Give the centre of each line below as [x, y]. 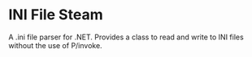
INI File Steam [56, 15]
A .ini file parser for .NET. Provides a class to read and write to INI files [126, 37]
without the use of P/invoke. [56, 45]
